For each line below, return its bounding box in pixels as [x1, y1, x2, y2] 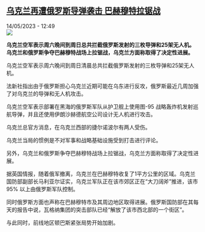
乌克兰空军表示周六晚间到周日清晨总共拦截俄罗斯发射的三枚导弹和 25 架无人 [6, 62, 195, 69]
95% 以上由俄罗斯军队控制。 [6, 185, 79, 192]
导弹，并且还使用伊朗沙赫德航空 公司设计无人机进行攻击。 [11, 111, 156, 118]
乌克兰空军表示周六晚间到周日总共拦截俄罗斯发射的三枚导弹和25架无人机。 [6, 41, 195, 48]
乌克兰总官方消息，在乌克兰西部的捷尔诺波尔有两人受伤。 [6, 123, 151, 131]
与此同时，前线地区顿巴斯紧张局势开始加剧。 [6, 219, 119, 226]
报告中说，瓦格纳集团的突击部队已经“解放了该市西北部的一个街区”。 [16, 206, 188, 213]
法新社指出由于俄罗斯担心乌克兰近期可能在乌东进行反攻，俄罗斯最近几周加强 [6, 82, 199, 90]
